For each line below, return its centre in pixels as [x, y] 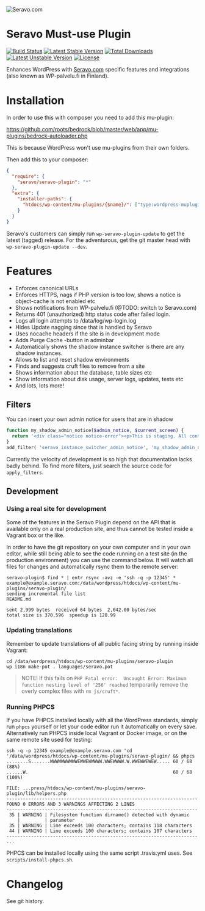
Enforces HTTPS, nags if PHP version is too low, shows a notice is [98, 295]
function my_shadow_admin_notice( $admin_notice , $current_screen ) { [95, 431]
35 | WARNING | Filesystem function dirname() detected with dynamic [99, 815]
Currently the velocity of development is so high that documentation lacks [99, 459]
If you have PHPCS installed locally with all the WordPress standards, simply [102, 720]
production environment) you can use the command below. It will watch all [100, 560]
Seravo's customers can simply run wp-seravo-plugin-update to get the [95, 233]
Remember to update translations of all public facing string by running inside [103, 643]
